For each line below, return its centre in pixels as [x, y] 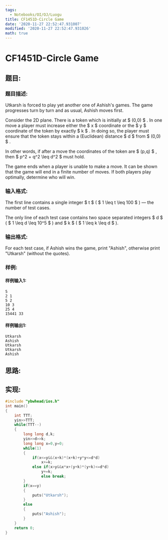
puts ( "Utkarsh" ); [50, 495]
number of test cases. [28, 208]
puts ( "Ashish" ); [49, 514]
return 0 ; [25, 528]
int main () [17, 406]
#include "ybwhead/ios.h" [32, 401]
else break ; [54, 476]
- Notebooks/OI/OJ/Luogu [36, 15]
